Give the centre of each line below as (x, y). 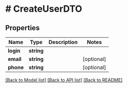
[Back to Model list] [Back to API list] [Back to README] (64, 80)
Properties (23, 28)
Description (63, 42)
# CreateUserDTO (44, 9)
